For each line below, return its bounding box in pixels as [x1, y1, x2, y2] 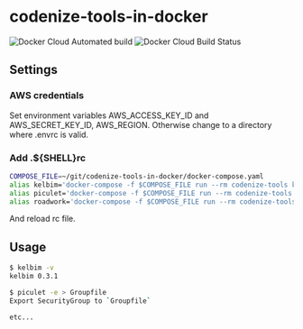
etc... [9, 313, 34, 322]
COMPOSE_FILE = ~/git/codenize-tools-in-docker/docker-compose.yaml [9, 171, 264, 181]
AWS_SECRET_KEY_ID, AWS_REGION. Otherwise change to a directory [9, 119, 272, 130]
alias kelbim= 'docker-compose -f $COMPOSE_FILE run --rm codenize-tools [9, 180, 289, 189]
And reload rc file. [9, 214, 77, 224]
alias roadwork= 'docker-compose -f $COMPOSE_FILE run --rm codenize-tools [9, 196, 297, 206]
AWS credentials [9, 89, 84, 102]
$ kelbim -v [9, 263, 54, 272]
